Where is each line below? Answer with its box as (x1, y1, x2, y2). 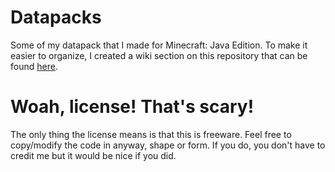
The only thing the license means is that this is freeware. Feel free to (10, 128, 292, 140)
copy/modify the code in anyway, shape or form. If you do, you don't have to (10, 139, 326, 151)
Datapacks (10, 6, 102, 29)
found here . (10, 60, 58, 72)
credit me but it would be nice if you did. (10, 149, 177, 161)
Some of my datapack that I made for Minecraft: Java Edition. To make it (10, 39, 308, 51)
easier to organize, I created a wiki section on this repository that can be (10, 49, 308, 61)
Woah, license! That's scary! (10, 96, 255, 118)
